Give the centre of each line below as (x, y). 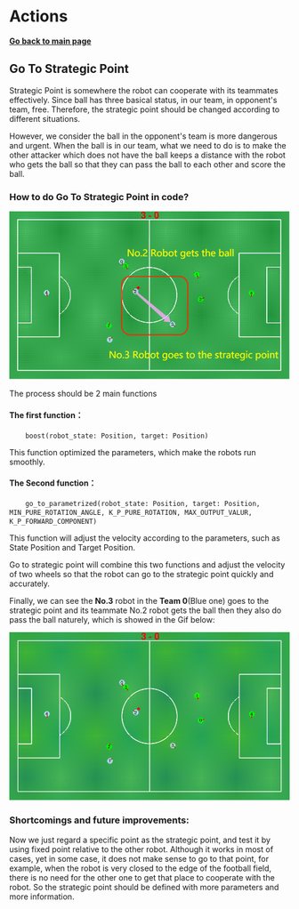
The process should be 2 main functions (83, 394)
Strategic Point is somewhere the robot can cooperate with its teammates (144, 90)
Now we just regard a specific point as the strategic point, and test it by (140, 840)
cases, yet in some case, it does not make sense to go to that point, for (139, 858)
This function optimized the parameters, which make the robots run (133, 452)
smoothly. (28, 462)
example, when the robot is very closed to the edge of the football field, (141, 868)
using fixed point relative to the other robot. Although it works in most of (141, 849)
